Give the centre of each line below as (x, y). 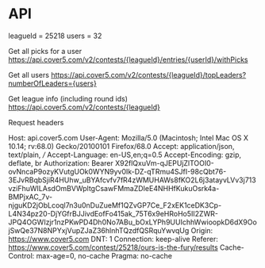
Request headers (36, 122)
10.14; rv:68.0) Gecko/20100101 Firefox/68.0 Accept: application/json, (121, 146)
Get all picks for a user (45, 51)
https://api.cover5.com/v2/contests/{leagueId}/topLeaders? (149, 75)
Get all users (29, 75)
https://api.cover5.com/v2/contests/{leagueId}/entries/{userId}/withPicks (128, 59)
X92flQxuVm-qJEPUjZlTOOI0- (164, 163)
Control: (21, 255)
